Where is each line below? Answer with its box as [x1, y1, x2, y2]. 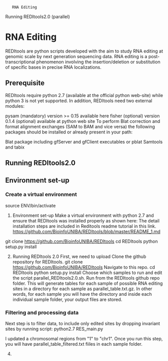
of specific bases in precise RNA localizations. [5, 64, 102, 70]
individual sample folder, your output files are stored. [12, 296, 123, 302]
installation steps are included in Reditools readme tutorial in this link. [12, 223, 156, 229]
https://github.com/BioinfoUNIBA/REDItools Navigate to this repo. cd [12, 264, 155, 270]
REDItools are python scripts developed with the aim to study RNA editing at [5, 48, 163, 54]
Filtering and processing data [5, 309, 79, 316]
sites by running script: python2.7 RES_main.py [5, 326, 103, 332]
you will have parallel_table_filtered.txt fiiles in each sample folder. [5, 341, 143, 347]
